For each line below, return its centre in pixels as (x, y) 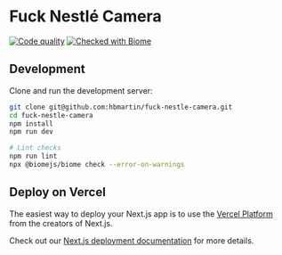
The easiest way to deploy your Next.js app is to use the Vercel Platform (141, 214)
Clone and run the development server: (81, 90)
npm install (31, 123)
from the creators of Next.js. (61, 223)
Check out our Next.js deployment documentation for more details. (132, 240)
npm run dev (31, 132)
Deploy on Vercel (58, 192)
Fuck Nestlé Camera (85, 16)
